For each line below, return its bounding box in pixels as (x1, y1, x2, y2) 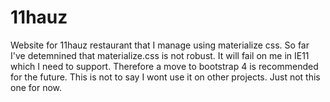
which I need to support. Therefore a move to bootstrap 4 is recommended (10, 60, 319, 72)
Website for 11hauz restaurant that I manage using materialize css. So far (10, 39, 310, 51)
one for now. (10, 81, 63, 93)
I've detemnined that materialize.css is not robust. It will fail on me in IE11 (10, 49, 310, 61)
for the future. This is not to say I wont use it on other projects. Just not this (10, 71, 321, 83)
